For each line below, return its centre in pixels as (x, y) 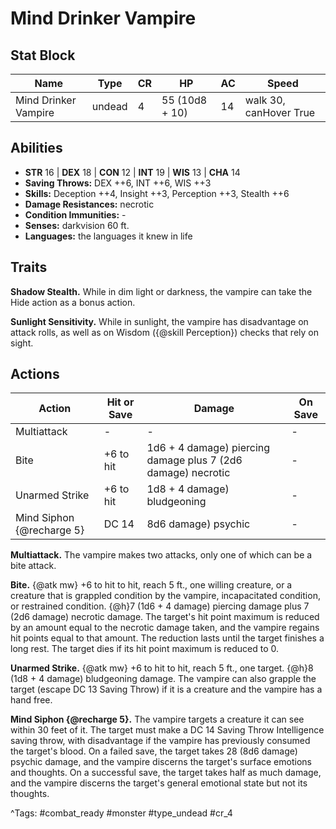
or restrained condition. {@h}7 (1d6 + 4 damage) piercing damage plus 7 (160, 606)
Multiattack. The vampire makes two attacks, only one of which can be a (161, 555)
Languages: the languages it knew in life (108, 236)
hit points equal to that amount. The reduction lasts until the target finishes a (167, 638)
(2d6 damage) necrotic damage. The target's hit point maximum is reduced (165, 617)
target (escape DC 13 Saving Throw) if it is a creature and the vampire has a (166, 689)
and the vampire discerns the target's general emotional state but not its (159, 783)
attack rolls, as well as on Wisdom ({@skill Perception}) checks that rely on (164, 332)
